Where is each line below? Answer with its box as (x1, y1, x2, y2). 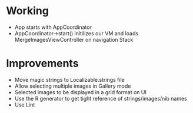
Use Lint (14, 101, 35, 108)
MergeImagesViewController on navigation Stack (14, 36, 134, 43)
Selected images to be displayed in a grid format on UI (14, 88, 147, 95)
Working (6, 4, 49, 18)
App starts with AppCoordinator (14, 24, 92, 31)
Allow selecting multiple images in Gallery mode (14, 82, 131, 89)
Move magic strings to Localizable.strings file (14, 76, 125, 83)
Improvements (6, 57, 79, 70)
